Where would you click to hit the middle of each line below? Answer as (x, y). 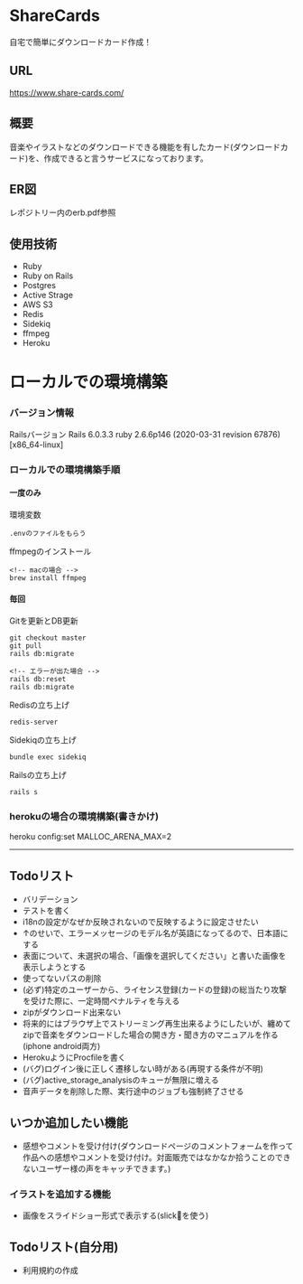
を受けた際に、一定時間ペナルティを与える (101, 1001)
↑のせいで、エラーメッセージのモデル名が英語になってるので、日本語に (155, 933)
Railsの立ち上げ (38, 775)
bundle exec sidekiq (48, 757)
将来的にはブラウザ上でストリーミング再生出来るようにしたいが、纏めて (156, 1024)
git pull (26, 646)
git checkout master (48, 638)
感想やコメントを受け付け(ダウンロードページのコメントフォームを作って (158, 1146)
